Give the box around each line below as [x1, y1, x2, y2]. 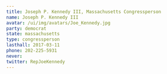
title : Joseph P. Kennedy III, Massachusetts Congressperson [6, 8, 162, 15]
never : [6, 53, 23, 59]
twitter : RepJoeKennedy [6, 58, 66, 64]
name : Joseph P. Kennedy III [6, 14, 79, 20]
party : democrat [6, 25, 47, 32]
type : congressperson [6, 36, 60, 42]
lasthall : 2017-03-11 [6, 42, 60, 48]
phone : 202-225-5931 [6, 48, 58, 54]
